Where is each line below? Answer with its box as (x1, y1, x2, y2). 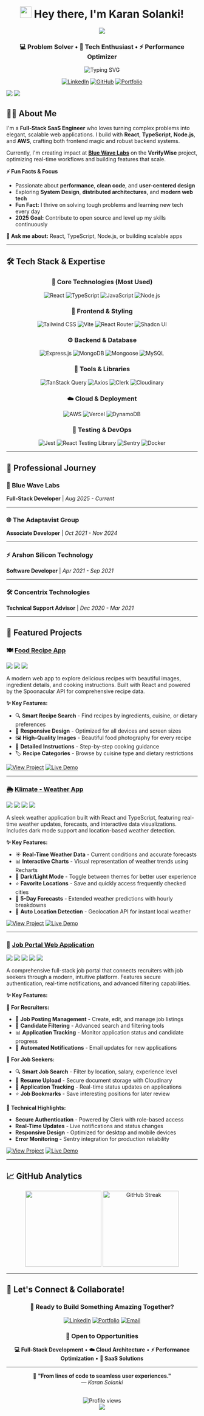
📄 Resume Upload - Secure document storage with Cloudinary (15, 1077, 172, 1084)
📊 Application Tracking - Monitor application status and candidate (15, 1029, 184, 1036)
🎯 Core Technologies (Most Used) (51, 277, 153, 286)
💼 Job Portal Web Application (6, 940, 95, 949)
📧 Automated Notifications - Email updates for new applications (15, 1044, 177, 1052)
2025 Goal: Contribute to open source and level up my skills (15, 214, 166, 221)
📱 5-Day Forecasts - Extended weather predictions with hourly (15, 895, 173, 902)
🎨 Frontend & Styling (71, 307, 133, 315)
